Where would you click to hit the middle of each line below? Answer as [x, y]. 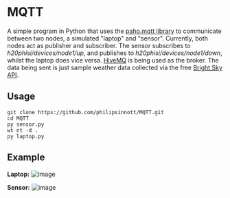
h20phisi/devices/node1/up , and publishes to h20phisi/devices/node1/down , [115, 53]
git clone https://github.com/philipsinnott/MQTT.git [86, 112]
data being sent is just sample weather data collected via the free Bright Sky [115, 67]
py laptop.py [26, 136]
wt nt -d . [23, 130]
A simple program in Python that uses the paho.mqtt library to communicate [114, 31]
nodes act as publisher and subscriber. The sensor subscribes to [99, 45]
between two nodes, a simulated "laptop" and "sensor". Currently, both [107, 38]
